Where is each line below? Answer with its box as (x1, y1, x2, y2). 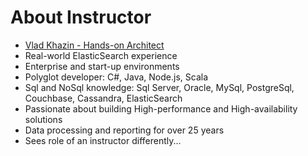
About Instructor (10, 6, 152, 29)
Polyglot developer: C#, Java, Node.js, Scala (24, 71, 209, 83)
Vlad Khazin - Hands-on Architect (24, 39, 165, 51)
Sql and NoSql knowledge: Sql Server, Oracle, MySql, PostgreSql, (24, 81, 295, 93)
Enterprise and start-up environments (24, 60, 180, 72)
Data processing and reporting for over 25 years (24, 124, 225, 136)
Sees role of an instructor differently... (24, 134, 182, 146)
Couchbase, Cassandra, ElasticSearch (24, 92, 183, 104)
